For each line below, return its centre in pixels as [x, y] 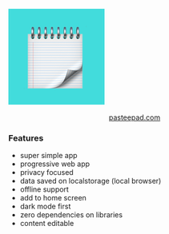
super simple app [48, 156]
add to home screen [53, 198]
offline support [44, 189]
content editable [47, 224]
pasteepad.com [135, 117]
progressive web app [55, 164]
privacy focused [46, 173]
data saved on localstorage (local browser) [91, 181]
